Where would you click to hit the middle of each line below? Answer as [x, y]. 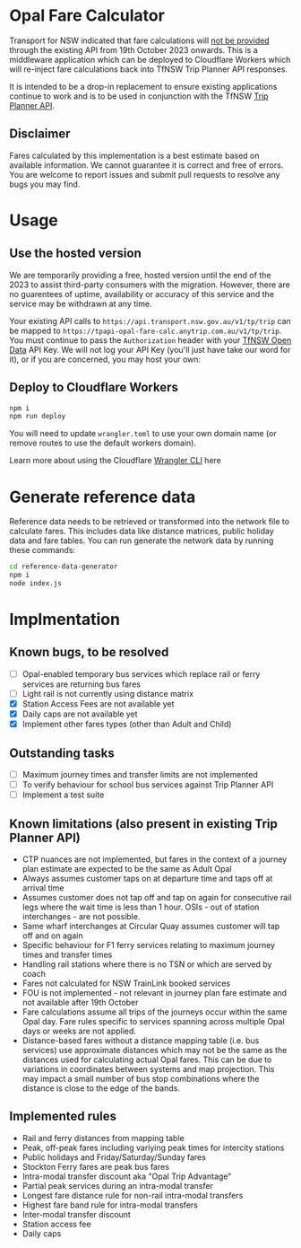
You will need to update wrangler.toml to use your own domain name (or [143, 434]
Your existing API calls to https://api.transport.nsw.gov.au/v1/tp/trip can [150, 321]
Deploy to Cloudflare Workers [94, 387]
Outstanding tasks [62, 753]
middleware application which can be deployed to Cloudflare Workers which [150, 59]
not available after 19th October [80, 1002]
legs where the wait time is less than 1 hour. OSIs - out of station [141, 907]
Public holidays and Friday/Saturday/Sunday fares [114, 1157]
